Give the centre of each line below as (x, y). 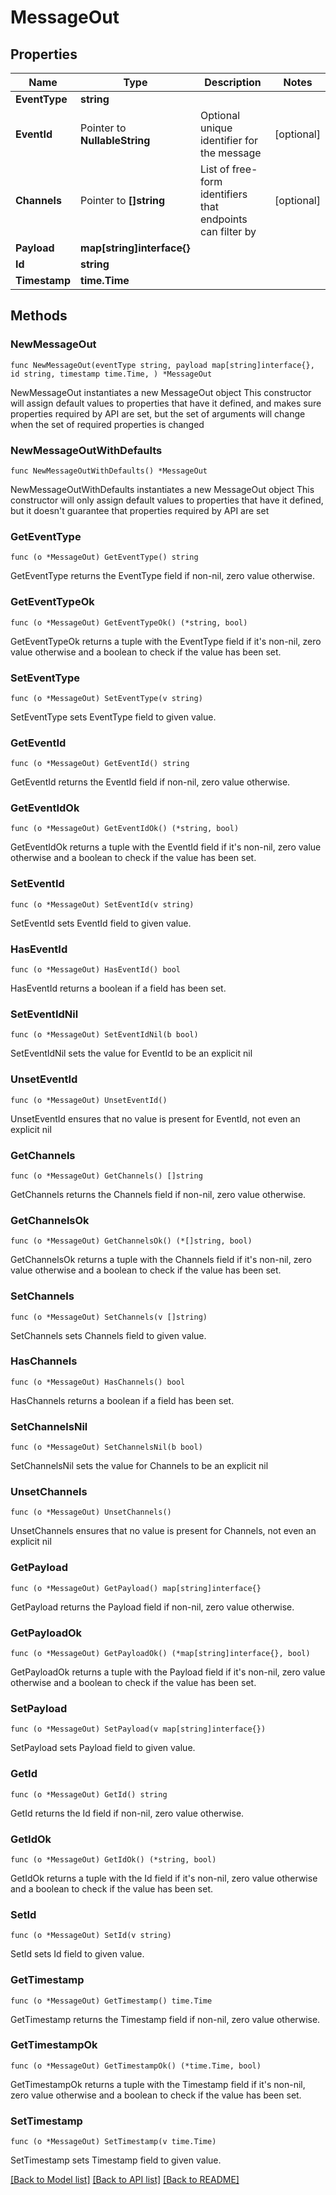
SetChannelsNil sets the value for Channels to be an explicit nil (139, 1466)
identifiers (223, 194)
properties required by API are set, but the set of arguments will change (158, 413)
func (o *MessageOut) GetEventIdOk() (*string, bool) (125, 829)
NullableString (115, 140)
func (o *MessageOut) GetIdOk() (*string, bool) (113, 1859)
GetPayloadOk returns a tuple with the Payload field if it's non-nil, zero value (168, 1672)
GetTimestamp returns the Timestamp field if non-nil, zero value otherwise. (165, 2019)
